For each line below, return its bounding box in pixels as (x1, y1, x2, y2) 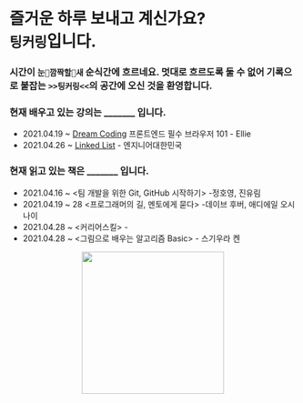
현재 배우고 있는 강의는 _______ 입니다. (9, 106, 167, 119)
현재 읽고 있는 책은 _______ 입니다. (9, 165, 149, 177)
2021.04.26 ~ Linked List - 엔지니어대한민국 (22, 140, 183, 151)
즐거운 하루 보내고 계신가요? (9, 8, 207, 29)
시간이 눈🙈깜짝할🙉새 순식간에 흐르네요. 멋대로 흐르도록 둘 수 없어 (9, 65, 265, 78)
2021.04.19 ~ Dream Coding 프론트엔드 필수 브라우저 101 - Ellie (22, 128, 252, 139)
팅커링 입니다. (9, 31, 97, 52)
